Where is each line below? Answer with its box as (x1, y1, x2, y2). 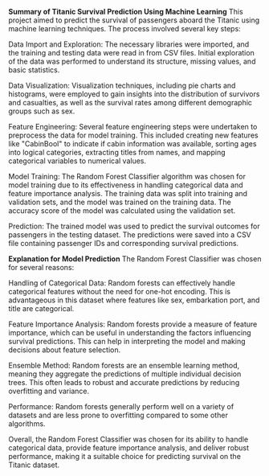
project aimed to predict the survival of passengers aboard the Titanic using (8, 15, 260, 25)
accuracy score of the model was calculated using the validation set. (8, 206, 236, 215)
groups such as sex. (8, 106, 75, 116)
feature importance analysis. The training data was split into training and (8, 189, 247, 198)
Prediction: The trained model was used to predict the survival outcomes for (8, 221, 260, 231)
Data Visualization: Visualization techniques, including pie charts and (8, 80, 236, 90)
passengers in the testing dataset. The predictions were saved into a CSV (8, 230, 251, 240)
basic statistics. (8, 65, 60, 75)
